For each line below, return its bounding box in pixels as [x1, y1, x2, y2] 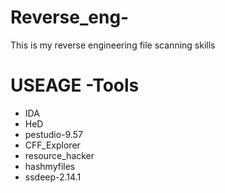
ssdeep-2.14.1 [24, 171, 82, 183]
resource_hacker [24, 149, 95, 161]
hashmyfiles [24, 160, 76, 172]
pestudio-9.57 [24, 128, 83, 140]
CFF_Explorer [24, 139, 81, 151]
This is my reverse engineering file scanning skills [10, 39, 216, 51]
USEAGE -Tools [10, 74, 140, 97]
